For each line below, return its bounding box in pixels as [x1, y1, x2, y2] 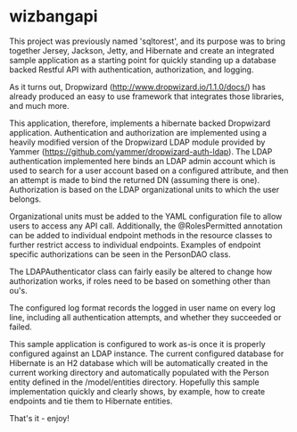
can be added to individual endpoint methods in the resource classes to [9, 229, 273, 240]
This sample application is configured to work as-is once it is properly [9, 338, 266, 349]
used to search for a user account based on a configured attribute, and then [9, 165, 289, 176]
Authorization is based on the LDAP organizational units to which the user [9, 184, 279, 195]
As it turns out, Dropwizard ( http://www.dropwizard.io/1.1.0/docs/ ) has [9, 81, 266, 92]
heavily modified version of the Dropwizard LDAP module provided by [9, 137, 266, 147]
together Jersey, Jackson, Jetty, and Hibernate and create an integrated [9, 45, 275, 55]
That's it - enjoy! [9, 412, 70, 423]
